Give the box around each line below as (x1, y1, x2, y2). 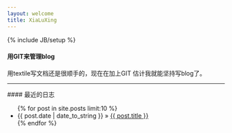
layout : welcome (7, 10, 54, 17)
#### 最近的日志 (7, 90, 55, 98)
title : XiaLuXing (7, 17, 57, 24)
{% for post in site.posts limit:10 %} (17, 104, 118, 112)
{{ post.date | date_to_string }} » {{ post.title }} (17, 112, 149, 120)
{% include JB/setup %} (7, 35, 76, 44)
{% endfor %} (17, 118, 57, 127)
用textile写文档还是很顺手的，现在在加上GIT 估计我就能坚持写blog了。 (7, 69, 206, 77)
